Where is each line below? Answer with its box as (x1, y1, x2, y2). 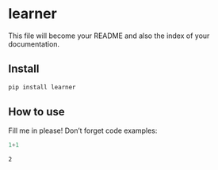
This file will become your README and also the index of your (8, 31, 210, 40)
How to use (8, 105, 65, 119)
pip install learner (8, 83, 77, 91)
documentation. (8, 39, 60, 48)
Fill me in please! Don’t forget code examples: (8, 126, 158, 135)
